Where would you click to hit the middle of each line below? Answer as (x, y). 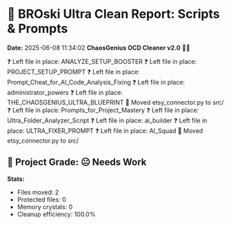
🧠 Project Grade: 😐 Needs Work (77, 162)
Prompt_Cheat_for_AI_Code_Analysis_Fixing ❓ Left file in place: (96, 82)
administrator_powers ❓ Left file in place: (65, 92)
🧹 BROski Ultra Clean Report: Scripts (113, 14)
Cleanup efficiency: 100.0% (56, 214)
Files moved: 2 (38, 192)
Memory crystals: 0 (45, 206)
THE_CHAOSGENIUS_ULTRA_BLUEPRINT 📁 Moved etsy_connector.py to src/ (115, 102)
